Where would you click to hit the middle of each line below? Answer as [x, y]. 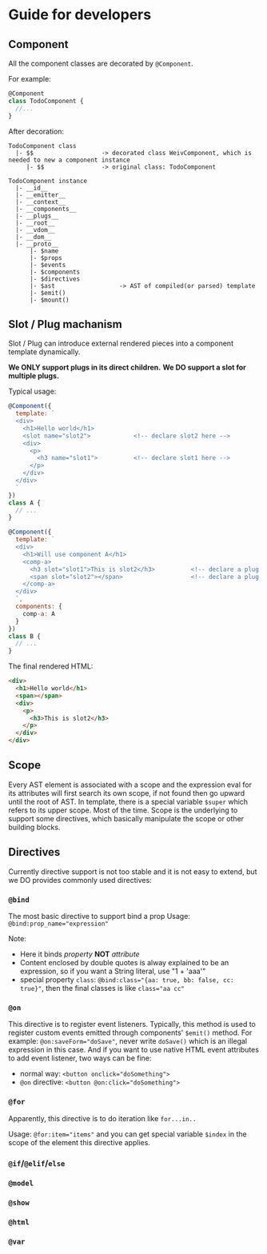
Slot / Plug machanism [65, 324]
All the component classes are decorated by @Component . [101, 63]
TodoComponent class [43, 146]
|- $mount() [49, 300]
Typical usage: [32, 391]
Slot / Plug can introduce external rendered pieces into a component [121, 343]
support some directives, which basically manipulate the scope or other [126, 818]
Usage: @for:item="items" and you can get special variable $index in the [128, 1134]
